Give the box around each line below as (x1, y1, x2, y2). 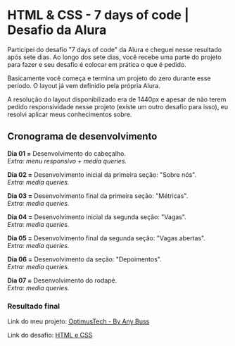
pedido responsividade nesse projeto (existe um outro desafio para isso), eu (7, 102, 229, 111)
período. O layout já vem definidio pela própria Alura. (7, 81, 160, 89)
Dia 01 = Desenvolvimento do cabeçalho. (7, 149, 127, 158)
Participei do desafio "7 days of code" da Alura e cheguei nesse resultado (7, 45, 222, 54)
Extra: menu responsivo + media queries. (7, 156, 127, 165)
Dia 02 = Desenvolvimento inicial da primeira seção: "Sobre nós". (7, 170, 197, 179)
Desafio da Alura (7, 22, 107, 38)
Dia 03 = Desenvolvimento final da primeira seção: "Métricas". (7, 191, 189, 200)
